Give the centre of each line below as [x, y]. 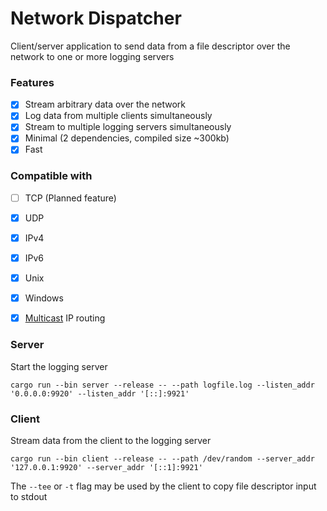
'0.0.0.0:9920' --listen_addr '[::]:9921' [100, 393]
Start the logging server [59, 366]
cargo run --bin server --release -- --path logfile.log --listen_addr [162, 385]
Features [32, 82]
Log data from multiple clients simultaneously [118, 116]
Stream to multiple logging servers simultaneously [128, 127]
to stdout [29, 496]
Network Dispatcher [96, 18]
